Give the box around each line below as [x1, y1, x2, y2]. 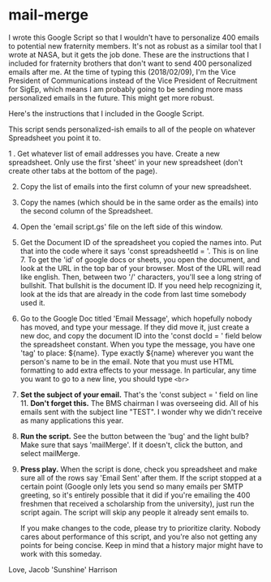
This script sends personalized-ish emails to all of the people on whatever [8, 124, 256, 134]
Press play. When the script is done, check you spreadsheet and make [19, 464, 258, 474]
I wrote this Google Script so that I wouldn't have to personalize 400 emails [8, 32, 260, 42]
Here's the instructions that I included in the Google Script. [8, 108, 204, 119]
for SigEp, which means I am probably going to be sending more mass [8, 84, 243, 94]
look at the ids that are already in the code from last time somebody [19, 289, 247, 299]
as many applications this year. [19, 416, 124, 425]
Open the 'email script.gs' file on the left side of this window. [19, 222, 223, 231]
